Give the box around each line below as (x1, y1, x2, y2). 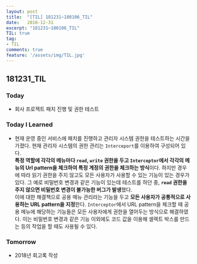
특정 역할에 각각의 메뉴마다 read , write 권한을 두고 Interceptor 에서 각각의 (14, 157, 184, 164)
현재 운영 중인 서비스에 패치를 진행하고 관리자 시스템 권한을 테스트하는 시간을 (14, 134, 191, 141)
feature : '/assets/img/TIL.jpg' (6, 52, 85, 58)
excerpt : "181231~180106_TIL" (6, 25, 80, 31)
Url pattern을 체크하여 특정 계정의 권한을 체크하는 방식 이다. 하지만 (25, 164, 176, 171)
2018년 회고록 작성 (14, 252, 58, 259)
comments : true (6, 47, 43, 53)
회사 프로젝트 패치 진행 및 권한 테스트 (14, 106, 100, 113)
